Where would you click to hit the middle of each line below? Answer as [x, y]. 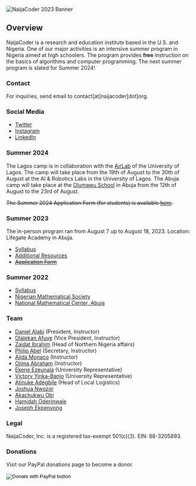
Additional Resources [41, 256]
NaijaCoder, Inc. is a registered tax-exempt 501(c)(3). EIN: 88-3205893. [94, 436]
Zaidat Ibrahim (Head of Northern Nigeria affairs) [75, 344]
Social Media [25, 112]
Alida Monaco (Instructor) [46, 357]
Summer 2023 [27, 218]
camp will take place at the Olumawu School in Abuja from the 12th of [91, 184]
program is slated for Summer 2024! [51, 67]
